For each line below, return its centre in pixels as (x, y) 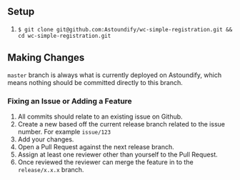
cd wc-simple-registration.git (64, 36)
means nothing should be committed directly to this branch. (95, 82)
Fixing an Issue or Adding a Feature (70, 101)
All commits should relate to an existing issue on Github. (100, 116)
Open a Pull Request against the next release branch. (96, 146)
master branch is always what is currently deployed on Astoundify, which (115, 75)
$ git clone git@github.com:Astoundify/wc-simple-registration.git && (125, 29)
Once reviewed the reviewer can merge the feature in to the (106, 162)
